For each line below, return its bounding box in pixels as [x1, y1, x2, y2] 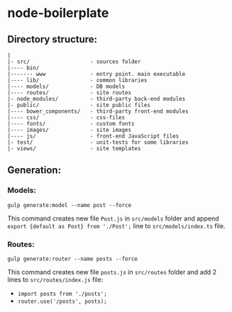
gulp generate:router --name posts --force [7, 255, 138, 262]
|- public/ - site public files [7, 101, 151, 108]
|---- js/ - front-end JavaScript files [7, 133, 179, 140]
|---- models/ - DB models [7, 83, 126, 90]
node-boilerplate [7, 5, 109, 21]
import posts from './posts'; [17, 290, 108, 297]
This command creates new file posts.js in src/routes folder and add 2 [7, 267, 217, 276]
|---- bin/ [7, 65, 40, 72]
